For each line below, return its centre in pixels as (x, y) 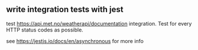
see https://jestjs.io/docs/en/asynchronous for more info (75, 41)
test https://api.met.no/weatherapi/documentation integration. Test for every (99, 23)
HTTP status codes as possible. (45, 30)
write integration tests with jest (65, 10)
